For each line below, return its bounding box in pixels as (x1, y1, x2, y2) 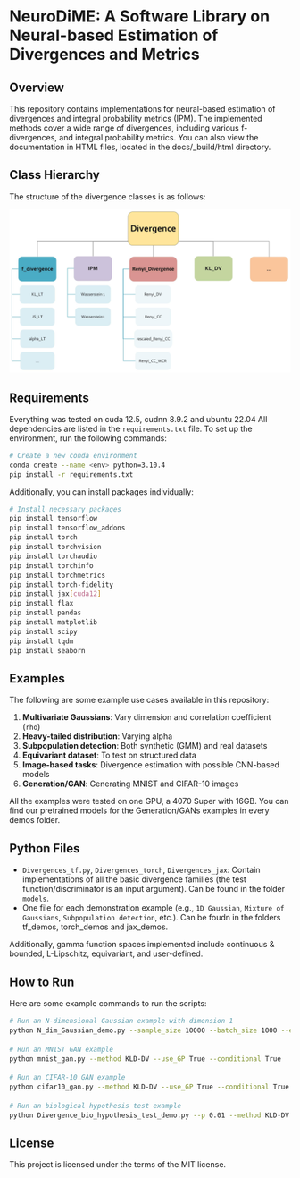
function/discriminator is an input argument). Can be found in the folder (21, 884, 286, 894)
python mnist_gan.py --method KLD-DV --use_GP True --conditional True (9, 1054, 281, 1064)
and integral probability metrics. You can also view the (59, 132, 259, 142)
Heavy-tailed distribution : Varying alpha (21, 731, 173, 742)
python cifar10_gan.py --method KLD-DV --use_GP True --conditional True (9, 1082, 290, 1092)
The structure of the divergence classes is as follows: (9, 191, 206, 202)
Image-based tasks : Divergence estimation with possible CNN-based (21, 759, 279, 770)
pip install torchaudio (9, 552, 98, 561)
